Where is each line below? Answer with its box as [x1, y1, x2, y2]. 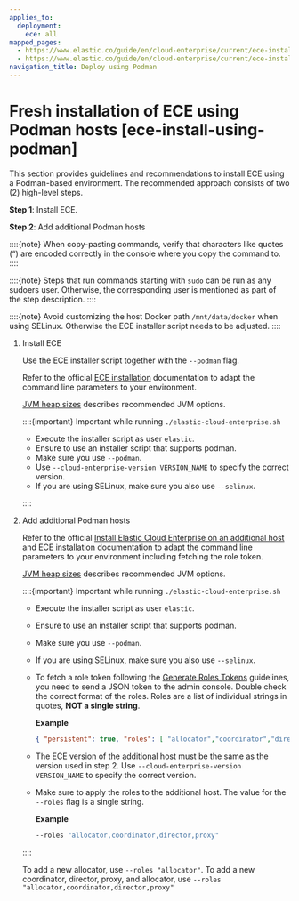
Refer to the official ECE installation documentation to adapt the [21, 372, 255, 382]
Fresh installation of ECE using [9, 101, 240, 121]
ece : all [25, 29, 58, 38]
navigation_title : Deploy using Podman [9, 63, 158, 72]
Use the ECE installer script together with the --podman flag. [21, 355, 240, 366]
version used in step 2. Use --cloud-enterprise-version [35, 760, 242, 770]
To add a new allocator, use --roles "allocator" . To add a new [21, 864, 255, 874]
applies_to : [9, 12, 53, 22]
